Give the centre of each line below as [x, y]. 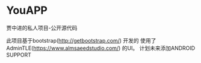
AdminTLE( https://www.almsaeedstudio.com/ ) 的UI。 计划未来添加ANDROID [101, 48]
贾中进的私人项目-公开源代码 [42, 28]
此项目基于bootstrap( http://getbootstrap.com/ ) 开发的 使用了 [81, 40]
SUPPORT [19, 55]
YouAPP [27, 10]
